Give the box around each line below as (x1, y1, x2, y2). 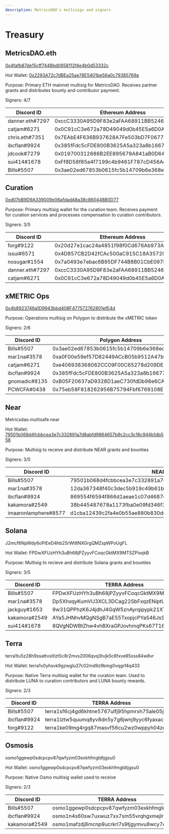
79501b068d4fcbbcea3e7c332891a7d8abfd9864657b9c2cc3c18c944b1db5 (5, 432, 164, 438)
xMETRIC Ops (5, 292, 49, 300)
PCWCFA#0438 (8, 386, 46, 393)
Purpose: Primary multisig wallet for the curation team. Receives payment (5, 207, 157, 213)
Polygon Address (100, 337, 142, 344)
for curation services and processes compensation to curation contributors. (5, 212, 162, 218)
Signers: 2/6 (5, 325, 31, 331)
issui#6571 (8, 250, 35, 257)
